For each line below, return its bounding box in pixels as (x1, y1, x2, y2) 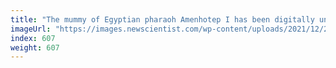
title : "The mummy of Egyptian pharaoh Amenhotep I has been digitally (10, 14, 315, 25)
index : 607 (10, 33, 56, 43)
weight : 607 (10, 42, 60, 53)
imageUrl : (10, 24, 52, 34)
